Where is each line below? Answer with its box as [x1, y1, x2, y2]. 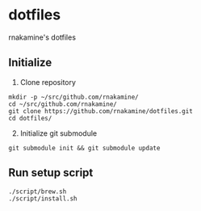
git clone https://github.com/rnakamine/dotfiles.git [8, 107, 194, 115]
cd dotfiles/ [8, 114, 52, 122]
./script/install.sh [8, 194, 78, 203]
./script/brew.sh [8, 188, 67, 196]
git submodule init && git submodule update [8, 144, 161, 152]
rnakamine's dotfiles [8, 32, 77, 42]
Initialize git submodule [19, 128, 98, 138]
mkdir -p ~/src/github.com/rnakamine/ [8, 93, 139, 101]
